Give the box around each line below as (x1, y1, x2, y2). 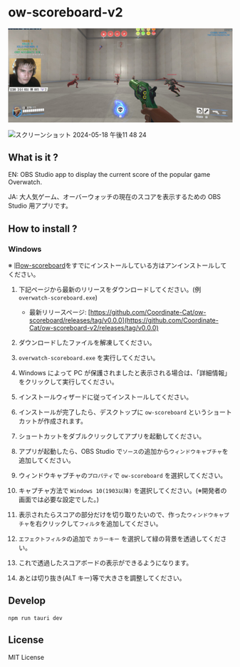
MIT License (8, 653, 45, 661)
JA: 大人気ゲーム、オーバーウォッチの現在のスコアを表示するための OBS (8, 193, 221, 201)
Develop (8, 595, 46, 607)
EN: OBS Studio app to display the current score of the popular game (8, 170, 211, 179)
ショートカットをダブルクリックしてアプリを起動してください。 (18, 432, 206, 441)
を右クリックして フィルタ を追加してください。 (28, 519, 162, 528)
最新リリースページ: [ (28, 308, 91, 317)
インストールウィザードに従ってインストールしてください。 (18, 393, 193, 402)
